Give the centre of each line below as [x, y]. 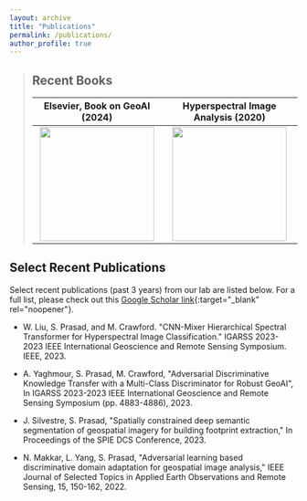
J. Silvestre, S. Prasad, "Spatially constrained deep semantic [136, 420]
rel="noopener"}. [42, 309]
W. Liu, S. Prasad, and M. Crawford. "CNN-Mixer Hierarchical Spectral [154, 327]
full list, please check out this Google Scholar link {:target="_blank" [135, 299]
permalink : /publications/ [61, 35]
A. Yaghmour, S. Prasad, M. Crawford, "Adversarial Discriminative [146, 373]
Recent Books [72, 80]
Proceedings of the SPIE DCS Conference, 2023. [115, 440]
